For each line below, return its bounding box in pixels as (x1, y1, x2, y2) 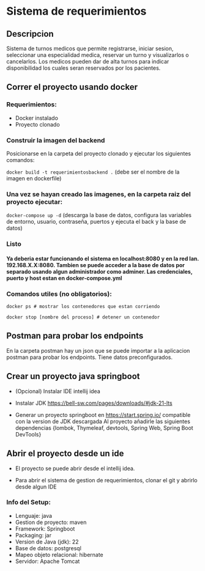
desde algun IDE (15, 483, 57, 490)
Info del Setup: (6, 498, 51, 507)
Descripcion (6, 29, 54, 39)
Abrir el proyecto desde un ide (6, 448, 124, 459)
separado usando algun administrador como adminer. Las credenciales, (6, 268, 193, 275)
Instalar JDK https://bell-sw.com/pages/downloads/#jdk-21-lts (15, 399, 173, 407)
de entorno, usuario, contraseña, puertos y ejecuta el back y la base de (6, 218, 187, 226)
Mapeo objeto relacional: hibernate (15, 551, 104, 558)
